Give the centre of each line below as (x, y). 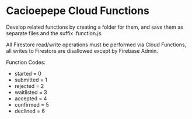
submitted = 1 (31, 80)
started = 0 (28, 73)
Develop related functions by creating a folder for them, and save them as (95, 27)
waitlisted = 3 (31, 92)
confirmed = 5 (32, 104)
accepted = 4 (31, 98)
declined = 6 (30, 111)
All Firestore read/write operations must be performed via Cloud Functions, (96, 45)
